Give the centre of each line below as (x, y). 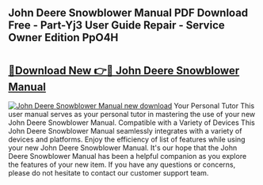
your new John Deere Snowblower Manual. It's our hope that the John (123, 148)
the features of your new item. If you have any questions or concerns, (122, 164)
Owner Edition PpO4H (63, 38)
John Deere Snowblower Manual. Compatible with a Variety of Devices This (131, 123)
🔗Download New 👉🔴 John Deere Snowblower (124, 70)
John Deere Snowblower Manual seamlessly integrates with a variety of (125, 131)
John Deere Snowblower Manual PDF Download (128, 13)
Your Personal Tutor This (214, 106)
